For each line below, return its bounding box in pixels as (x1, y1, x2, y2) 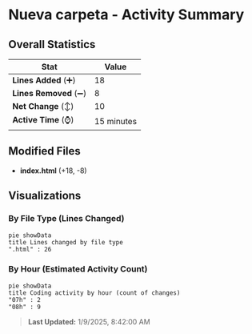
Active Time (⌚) (12, 115, 74, 125)
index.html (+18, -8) (19, 166, 87, 175)
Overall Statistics (8, 38, 96, 51)
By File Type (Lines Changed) (8, 213, 125, 224)
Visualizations (8, 189, 82, 203)
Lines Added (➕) (12, 74, 76, 86)
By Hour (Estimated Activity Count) (8, 264, 148, 275)
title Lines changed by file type (8, 238, 124, 246)
